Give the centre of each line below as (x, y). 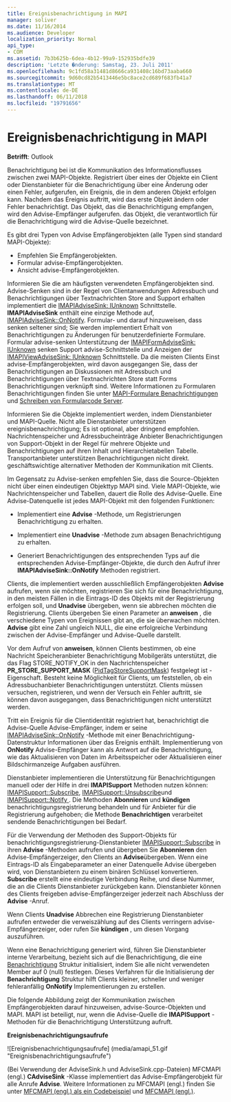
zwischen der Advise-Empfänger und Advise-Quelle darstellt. (94, 635)
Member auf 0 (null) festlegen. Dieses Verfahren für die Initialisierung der (111, 972)
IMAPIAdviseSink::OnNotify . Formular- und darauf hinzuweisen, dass (104, 320)
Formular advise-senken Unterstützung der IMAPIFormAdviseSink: (101, 342)
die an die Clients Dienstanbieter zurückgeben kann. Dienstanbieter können (114, 886)
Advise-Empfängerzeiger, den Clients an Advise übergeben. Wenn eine (108, 857)
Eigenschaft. (25, 678)
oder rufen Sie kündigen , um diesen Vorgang (124, 929)
